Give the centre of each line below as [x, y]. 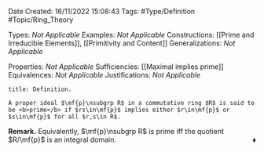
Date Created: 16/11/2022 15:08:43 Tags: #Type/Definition [102, 11]
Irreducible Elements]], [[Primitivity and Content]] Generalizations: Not [122, 43]
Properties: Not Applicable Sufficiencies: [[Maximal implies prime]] [116, 67]
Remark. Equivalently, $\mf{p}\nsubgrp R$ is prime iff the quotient [116, 131]
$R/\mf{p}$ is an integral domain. [62, 139]
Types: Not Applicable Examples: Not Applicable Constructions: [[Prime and [131, 35]
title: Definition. [40, 89]
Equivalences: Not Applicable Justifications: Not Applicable [104, 75]
